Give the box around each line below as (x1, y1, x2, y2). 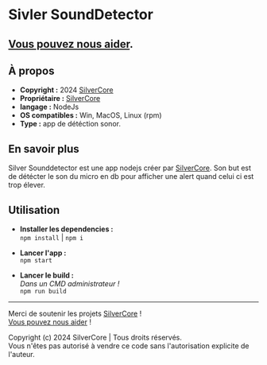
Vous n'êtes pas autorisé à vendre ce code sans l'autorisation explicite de (8, 341, 250, 351)
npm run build (19, 288, 67, 296)
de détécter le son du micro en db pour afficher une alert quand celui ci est (8, 172, 254, 181)
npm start (19, 257, 53, 265)
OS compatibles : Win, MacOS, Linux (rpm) (19, 111, 162, 120)
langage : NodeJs (19, 102, 79, 112)
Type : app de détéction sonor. (19, 119, 122, 129)
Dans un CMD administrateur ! (19, 279, 120, 289)
